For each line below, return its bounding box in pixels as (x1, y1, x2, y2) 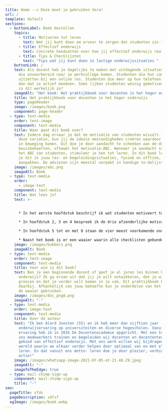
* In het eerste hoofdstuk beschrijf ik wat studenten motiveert (18, 210, 157, 215)
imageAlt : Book (14, 247, 46, 252)
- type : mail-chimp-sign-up (9, 372, 68, 377)
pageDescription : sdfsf (9, 395, 59, 400)
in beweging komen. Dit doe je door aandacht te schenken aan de (18, 141, 157, 147)
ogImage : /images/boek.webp (9, 399, 68, 405)
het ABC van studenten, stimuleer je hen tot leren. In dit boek (18, 151, 157, 156)
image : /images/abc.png (14, 165, 64, 170)
